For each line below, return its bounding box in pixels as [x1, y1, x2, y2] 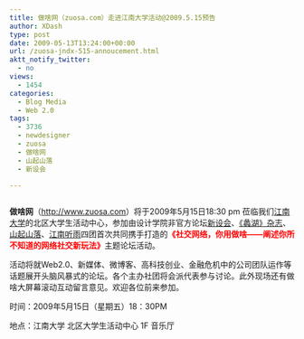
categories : [9, 89, 54, 98]
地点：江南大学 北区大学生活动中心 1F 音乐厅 [9, 320, 175, 331]
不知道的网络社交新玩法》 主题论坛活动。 [9, 240, 160, 251]
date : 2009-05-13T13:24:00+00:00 [9, 38, 136, 48]
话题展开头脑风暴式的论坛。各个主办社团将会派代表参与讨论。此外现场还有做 [9, 270, 295, 281]
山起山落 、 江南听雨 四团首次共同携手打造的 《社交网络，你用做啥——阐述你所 [9, 229, 295, 240]
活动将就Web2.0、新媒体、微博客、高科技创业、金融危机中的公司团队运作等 [9, 259, 292, 270]
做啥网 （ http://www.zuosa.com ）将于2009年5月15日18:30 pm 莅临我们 [9, 206, 274, 217]
